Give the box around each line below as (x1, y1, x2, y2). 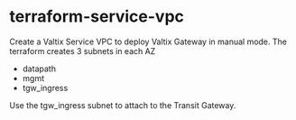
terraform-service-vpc (9, 6, 185, 27)
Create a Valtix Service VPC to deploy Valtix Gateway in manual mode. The (9, 36, 287, 47)
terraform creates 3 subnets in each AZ (9, 45, 156, 56)
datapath (22, 63, 57, 74)
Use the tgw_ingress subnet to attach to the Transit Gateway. (9, 99, 236, 110)
